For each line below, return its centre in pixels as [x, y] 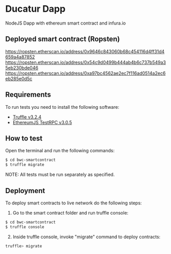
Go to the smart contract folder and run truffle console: [70, 213]
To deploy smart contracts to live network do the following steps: [74, 203]
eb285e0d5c [19, 78]
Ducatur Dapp [35, 9]
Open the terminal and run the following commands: [60, 151]
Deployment [25, 190]
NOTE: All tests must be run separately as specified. [60, 175]
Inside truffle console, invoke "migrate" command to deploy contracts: [87, 237]
